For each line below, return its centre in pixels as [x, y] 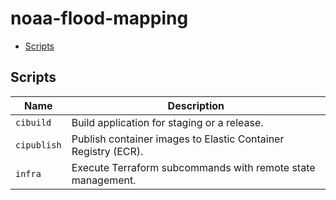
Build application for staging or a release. [167, 122]
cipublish [38, 145]
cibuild [33, 122]
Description [196, 105]
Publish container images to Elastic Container [178, 139]
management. [104, 180]
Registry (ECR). [107, 151]
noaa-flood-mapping [99, 18]
